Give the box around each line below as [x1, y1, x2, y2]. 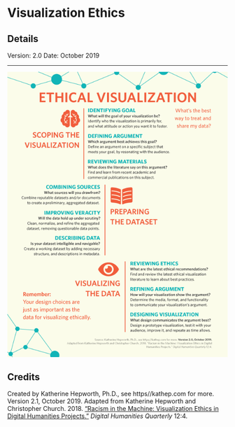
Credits [7, 371, 41, 383]
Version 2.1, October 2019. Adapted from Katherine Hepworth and [7, 397, 197, 405]
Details [7, 33, 38, 45]
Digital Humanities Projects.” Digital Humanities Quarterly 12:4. [7, 412, 188, 421]
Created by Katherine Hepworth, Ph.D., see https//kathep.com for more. [7, 390, 215, 398]
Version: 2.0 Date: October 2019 [7, 51, 100, 59]
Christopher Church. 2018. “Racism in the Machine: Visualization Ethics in [7, 405, 219, 413]
